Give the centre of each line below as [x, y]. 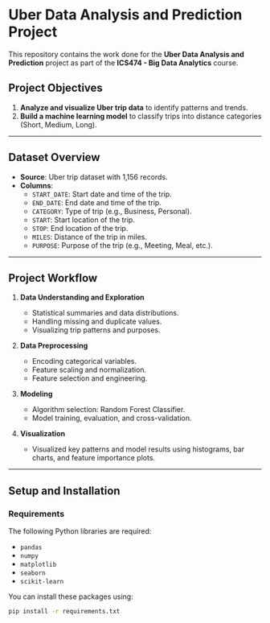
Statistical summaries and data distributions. [105, 313]
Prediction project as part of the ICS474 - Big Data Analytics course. [123, 63]
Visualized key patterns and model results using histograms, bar [138, 449]
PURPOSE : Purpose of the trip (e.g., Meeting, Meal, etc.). [122, 245]
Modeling [36, 394]
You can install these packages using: [71, 596]
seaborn [33, 573]
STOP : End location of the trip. [80, 228]
